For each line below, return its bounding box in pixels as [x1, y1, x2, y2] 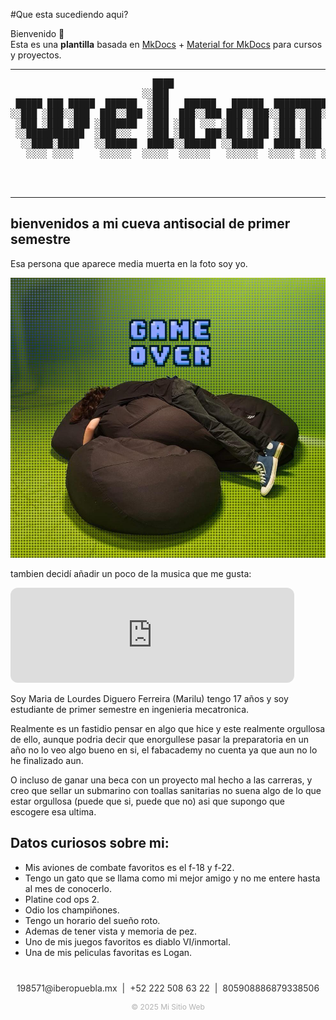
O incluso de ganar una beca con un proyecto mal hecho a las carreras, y [10, 774, 313, 786]
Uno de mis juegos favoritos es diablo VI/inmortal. [24, 935, 231, 948]
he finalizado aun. [10, 754, 84, 766]
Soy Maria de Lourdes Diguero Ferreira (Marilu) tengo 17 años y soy [10, 692, 289, 704]
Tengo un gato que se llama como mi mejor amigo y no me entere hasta [24, 872, 321, 884]
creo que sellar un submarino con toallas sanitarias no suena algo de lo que [10, 784, 322, 796]
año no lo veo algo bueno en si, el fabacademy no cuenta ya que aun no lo [10, 744, 318, 756]
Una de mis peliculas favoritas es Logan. [24, 946, 193, 958]
